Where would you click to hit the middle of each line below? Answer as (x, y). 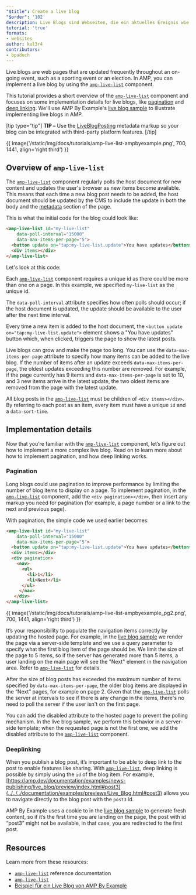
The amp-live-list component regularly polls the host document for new (94, 182)
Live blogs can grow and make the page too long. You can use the (85, 350)
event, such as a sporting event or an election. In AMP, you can (97, 78)
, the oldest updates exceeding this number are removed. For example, (101, 368)
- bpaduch (18, 55)
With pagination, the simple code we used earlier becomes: (77, 520)
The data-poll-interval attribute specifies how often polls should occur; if (96, 302)
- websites (19, 39)
